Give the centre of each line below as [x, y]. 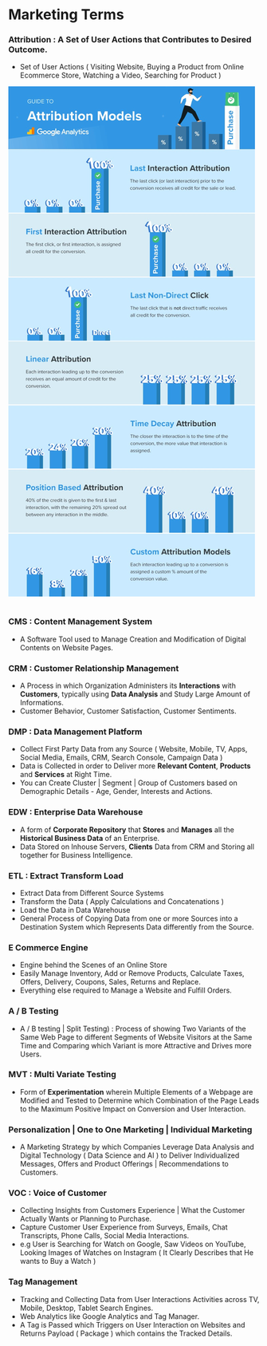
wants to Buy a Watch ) [58, 1261]
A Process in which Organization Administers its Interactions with [128, 686]
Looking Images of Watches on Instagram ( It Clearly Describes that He [136, 1253]
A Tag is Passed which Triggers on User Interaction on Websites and [132, 1324]
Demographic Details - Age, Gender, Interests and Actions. [116, 791]
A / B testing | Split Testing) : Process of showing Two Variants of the [133, 1028]
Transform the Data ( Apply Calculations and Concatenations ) [122, 901]
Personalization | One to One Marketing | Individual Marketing [130, 1129]
